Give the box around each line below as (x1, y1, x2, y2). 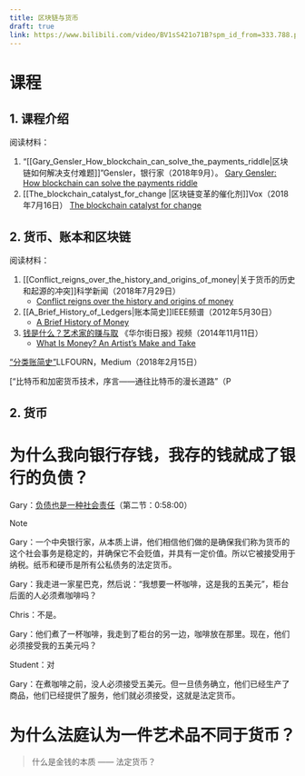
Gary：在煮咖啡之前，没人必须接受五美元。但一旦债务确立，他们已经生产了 (9, 678, 290, 689)
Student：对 (9, 659, 55, 670)
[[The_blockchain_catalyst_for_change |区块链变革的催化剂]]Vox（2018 (22, 188, 289, 200)
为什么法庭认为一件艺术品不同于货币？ (9, 724, 297, 745)
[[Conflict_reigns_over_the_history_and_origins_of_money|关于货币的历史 (22, 274, 296, 285)
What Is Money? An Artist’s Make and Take (35, 338, 197, 349)
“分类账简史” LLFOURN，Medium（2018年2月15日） (9, 356, 202, 368)
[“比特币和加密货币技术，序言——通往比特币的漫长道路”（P (9, 376, 231, 387)
